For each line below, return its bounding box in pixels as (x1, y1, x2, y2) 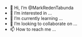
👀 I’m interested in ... (9, 10, 52, 16)
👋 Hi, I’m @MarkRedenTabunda (9, 5, 74, 10)
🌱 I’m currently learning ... (9, 15, 63, 21)
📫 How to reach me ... (9, 26, 56, 32)
